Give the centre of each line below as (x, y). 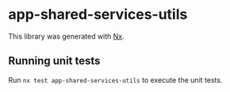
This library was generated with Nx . (66, 36)
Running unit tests (54, 61)
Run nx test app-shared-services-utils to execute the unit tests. (115, 79)
